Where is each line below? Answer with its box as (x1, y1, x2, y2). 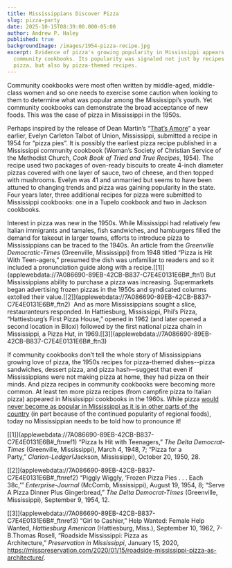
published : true (7, 36, 54, 43)
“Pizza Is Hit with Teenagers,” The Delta (78, 437, 193, 446)
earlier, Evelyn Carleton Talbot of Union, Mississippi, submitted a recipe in (7, 131, 218, 140)
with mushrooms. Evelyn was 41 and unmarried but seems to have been (7, 175, 213, 184)
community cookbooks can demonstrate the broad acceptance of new (7, 103, 208, 111)
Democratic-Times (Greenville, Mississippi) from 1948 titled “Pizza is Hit (7, 248, 213, 257)
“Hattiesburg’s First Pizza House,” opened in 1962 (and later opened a (7, 314, 206, 323)
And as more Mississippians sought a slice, (73, 300, 197, 308)
